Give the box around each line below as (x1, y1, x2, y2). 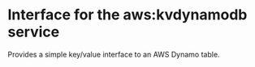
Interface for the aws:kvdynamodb (7, 6, 248, 24)
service (7, 23, 60, 41)
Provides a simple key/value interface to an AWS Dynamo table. (7, 49, 220, 59)
